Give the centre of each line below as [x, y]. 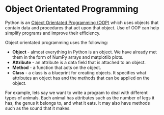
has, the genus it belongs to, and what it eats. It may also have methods [78, 103]
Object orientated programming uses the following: [56, 42]
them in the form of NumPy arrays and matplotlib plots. [68, 57]
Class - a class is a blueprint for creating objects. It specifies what [79, 72]
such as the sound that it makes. [38, 108]
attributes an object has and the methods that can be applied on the [81, 78]
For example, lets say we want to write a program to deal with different [76, 92]
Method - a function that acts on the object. [57, 68]
